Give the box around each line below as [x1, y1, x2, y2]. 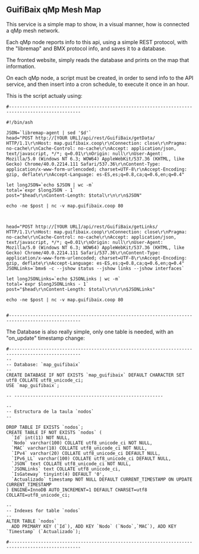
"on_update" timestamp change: [6, 334, 85, 342]
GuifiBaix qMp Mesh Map [6, 5, 102, 15]
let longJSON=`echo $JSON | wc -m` [6, 182, 94, 188]
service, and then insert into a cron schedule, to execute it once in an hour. [6, 81, 189, 88]
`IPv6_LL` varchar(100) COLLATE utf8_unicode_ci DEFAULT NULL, [11, 456, 171, 462]
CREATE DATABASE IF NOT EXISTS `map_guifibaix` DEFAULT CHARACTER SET [6, 372, 185, 378]
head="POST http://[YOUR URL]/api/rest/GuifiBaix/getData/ [6, 135, 156, 141]
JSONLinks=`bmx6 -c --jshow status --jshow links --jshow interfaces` [6, 265, 185, 271]
